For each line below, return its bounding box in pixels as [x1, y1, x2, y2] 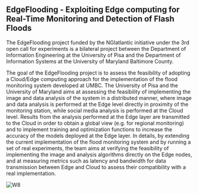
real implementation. [6, 170, 56, 177]
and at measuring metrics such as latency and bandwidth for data [6, 157, 167, 164]
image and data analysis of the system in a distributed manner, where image [6, 94, 192, 101]
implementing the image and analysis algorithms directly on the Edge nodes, [6, 151, 193, 158]
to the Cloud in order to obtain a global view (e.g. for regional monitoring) [6, 119, 184, 127]
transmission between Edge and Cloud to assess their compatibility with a [6, 163, 186, 170]
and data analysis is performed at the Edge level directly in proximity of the [6, 101, 189, 108]
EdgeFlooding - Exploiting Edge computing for [6, 5, 180, 15]
